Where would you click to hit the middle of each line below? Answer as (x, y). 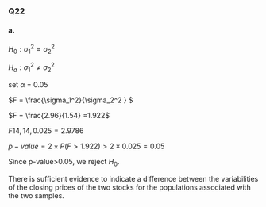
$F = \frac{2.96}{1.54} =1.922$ (59, 116)
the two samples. (37, 195)
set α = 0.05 (28, 85)
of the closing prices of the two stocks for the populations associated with (130, 187)
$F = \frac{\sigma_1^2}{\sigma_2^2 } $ (71, 100)
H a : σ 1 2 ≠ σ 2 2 (32, 68)
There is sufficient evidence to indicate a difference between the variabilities (133, 178)
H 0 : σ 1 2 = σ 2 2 (32, 49)
